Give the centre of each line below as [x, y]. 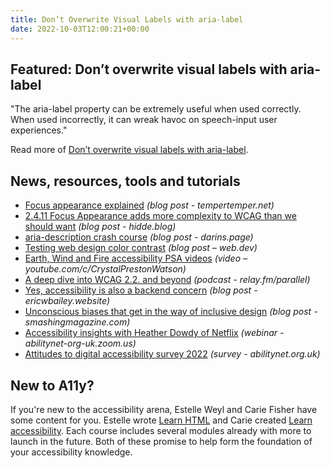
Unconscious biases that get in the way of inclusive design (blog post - [171, 312]
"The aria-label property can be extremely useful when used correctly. [156, 109]
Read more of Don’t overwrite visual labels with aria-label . [129, 150]
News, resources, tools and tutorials [125, 181]
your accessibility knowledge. [71, 452]
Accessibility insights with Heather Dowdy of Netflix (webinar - [154, 333]
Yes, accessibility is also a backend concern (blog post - [141, 290]
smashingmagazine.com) [77, 322]
